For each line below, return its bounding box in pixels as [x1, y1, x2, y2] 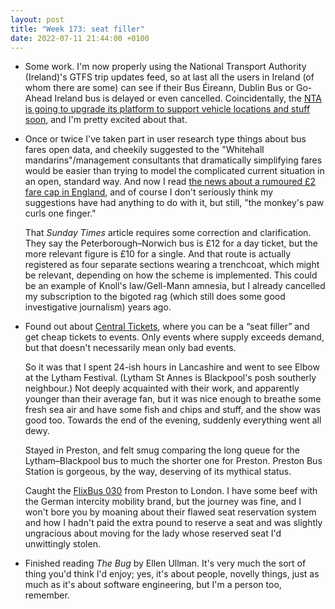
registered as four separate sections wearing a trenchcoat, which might [24, 259, 320, 271]
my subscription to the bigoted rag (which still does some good [24, 291, 286, 303]
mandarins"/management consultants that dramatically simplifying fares [24, 154, 323, 166]
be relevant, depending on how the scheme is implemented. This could [24, 269, 318, 281]
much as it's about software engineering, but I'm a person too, [24, 579, 282, 591]
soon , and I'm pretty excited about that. [24, 114, 188, 126]
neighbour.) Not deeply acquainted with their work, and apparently [24, 382, 300, 395]
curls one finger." [24, 207, 97, 220]
